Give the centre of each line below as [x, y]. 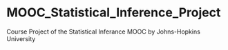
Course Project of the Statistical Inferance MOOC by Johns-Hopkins [104, 32]
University [21, 38]
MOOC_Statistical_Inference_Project [114, 13]
